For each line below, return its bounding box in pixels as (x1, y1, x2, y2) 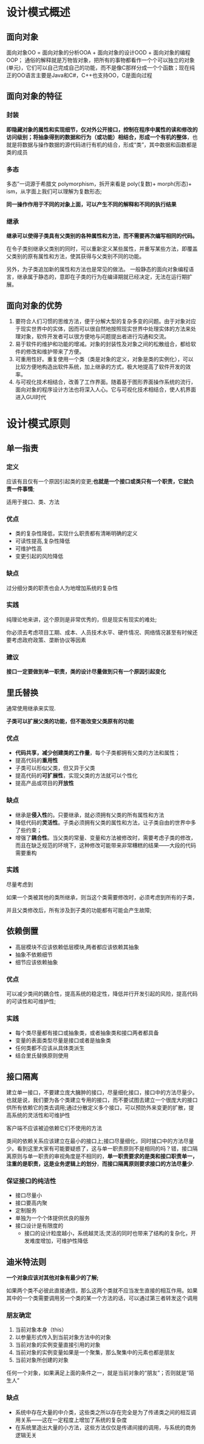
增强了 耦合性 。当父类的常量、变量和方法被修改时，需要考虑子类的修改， (15, 834, 196, 841)
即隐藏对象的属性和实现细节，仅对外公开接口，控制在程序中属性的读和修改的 (6, 126, 198, 133)
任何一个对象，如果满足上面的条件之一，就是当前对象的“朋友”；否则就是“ (6, 1369, 189, 1377)
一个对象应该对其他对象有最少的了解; (6, 1274, 99, 1281)
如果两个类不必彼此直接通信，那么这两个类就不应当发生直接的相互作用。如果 (6, 1287, 198, 1294)
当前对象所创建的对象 (15, 1357, 69, 1364)
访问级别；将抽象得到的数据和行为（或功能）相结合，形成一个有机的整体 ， (6, 133, 192, 140)
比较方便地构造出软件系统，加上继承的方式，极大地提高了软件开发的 (15, 363, 186, 370)
